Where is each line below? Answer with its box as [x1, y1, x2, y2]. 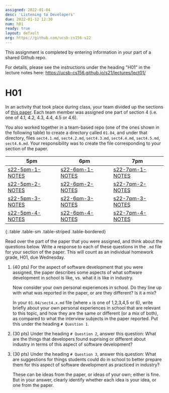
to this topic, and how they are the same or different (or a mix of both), [12, 310, 158, 316]
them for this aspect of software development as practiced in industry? [12, 361, 160, 367]
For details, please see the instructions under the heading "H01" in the [5, 64, 151, 70]
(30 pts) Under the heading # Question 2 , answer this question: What [12, 330, 156, 337]
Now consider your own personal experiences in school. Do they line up [12, 284, 162, 290]
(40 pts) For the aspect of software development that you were [12, 264, 143, 270]
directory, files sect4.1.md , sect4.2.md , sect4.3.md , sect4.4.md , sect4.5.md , [5, 135, 160, 141]
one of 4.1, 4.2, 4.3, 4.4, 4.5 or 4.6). [5, 114, 78, 121]
